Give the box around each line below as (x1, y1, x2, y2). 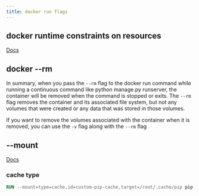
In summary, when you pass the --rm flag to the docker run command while (6, 80, 192, 87)
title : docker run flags (6, 8, 68, 15)
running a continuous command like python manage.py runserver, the (6, 86, 178, 93)
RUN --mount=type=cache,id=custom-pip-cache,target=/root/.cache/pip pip (6, 184, 194, 191)
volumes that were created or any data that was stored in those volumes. (6, 105, 185, 112)
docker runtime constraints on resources (6, 31, 162, 41)
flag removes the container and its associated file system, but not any (6, 99, 177, 106)
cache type (6, 170, 40, 179)
